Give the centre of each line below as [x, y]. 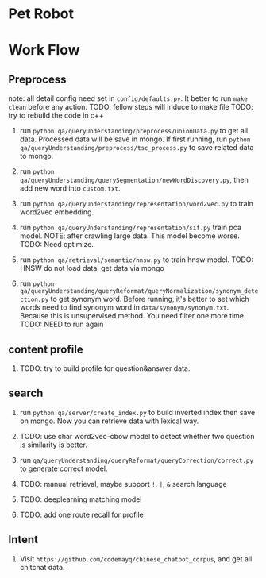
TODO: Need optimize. [56, 245]
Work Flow [44, 50]
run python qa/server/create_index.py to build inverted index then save [137, 412]
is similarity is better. [53, 445]
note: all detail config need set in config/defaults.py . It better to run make [128, 98]
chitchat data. [42, 567]
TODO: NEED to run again [62, 324]
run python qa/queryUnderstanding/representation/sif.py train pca [131, 228]
